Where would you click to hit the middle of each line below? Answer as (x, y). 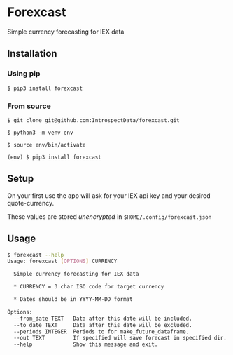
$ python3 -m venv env (40, 133)
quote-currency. (31, 203)
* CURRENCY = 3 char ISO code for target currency (89, 287)
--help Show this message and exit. (86, 344)
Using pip (24, 74)
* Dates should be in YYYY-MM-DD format (73, 300)
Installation (32, 54)
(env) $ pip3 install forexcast (54, 157)
